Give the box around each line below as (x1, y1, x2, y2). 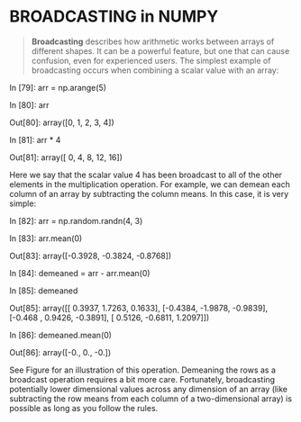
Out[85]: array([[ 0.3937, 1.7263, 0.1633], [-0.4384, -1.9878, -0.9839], (9, 302, 269, 313)
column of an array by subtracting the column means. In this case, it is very (9, 188, 289, 199)
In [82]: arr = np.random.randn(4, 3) (9, 215, 143, 226)
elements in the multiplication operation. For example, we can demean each (9, 178, 290, 190)
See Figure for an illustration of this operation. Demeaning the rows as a (9, 364, 277, 375)
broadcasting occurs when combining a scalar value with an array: (31, 65, 279, 76)
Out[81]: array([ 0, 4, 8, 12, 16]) (9, 151, 123, 163)
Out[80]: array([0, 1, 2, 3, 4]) (9, 117, 114, 128)
